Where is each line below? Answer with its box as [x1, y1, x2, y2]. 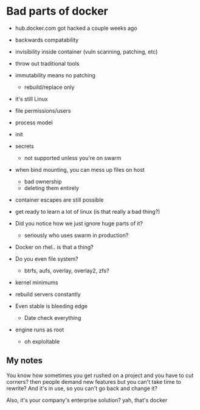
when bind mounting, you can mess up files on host [15, 166, 145, 173]
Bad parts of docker [6, 4, 108, 18]
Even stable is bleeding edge [15, 302, 88, 309]
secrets [15, 142, 35, 150]
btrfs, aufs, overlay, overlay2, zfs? [24, 267, 109, 274]
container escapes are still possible [15, 196, 104, 203]
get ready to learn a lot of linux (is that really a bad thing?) [15, 208, 160, 215]
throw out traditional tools [15, 60, 80, 67]
